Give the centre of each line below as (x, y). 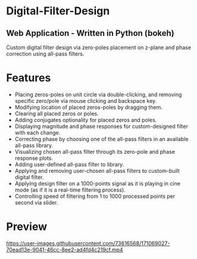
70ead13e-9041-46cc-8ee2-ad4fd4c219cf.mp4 (65, 249)
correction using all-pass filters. (45, 54)
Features (29, 78)
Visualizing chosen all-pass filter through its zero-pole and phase (95, 151)
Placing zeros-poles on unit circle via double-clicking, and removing (98, 95)
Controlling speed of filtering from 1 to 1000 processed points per (95, 196)
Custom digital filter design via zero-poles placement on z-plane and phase (99, 47)
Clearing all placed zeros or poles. (57, 113)
